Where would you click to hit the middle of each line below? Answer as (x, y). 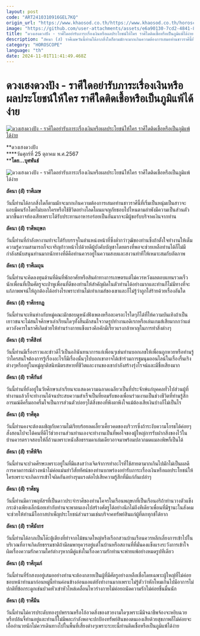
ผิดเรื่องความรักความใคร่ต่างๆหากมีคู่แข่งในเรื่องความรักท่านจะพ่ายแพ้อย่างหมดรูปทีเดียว (90, 551)
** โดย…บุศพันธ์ (23, 160)
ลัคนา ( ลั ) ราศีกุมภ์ (24, 563)
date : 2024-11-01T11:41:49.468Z (46, 56)
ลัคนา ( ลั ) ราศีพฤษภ (26, 228)
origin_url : (21, 23)
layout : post (22, 12)
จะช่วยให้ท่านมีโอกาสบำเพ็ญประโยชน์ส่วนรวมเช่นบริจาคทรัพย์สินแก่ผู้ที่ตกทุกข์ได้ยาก (87, 514)
